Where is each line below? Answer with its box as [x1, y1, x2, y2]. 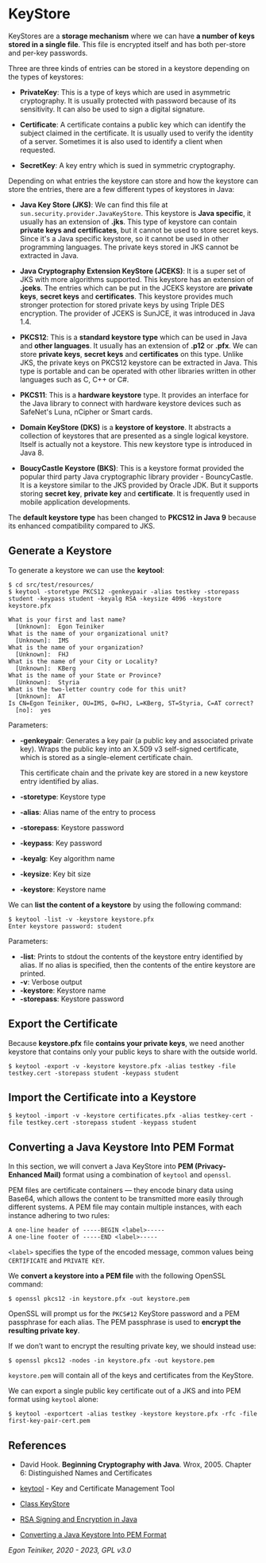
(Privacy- [194, 1161, 226, 1171]
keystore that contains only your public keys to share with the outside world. [8, 1047, 258, 1056]
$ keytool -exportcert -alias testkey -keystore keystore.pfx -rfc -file [8, 1410, 258, 1418]
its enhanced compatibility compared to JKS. [8, 521, 156, 531]
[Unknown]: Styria [15, 678, 80, 686]
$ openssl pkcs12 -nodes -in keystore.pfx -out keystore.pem [8, 1357, 215, 1365]
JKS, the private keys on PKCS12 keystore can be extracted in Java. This [19, 358, 258, 367]
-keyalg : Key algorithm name [19, 853, 115, 863]
